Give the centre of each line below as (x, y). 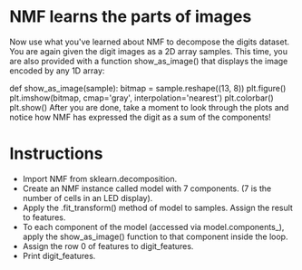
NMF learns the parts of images (131, 17)
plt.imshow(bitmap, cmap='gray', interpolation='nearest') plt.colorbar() (141, 98)
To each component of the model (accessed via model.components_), (153, 227)
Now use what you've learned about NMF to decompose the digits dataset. (150, 42)
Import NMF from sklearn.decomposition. (100, 178)
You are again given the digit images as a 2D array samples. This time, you (149, 51)
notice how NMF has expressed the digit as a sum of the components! (141, 117)
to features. (44, 217)
